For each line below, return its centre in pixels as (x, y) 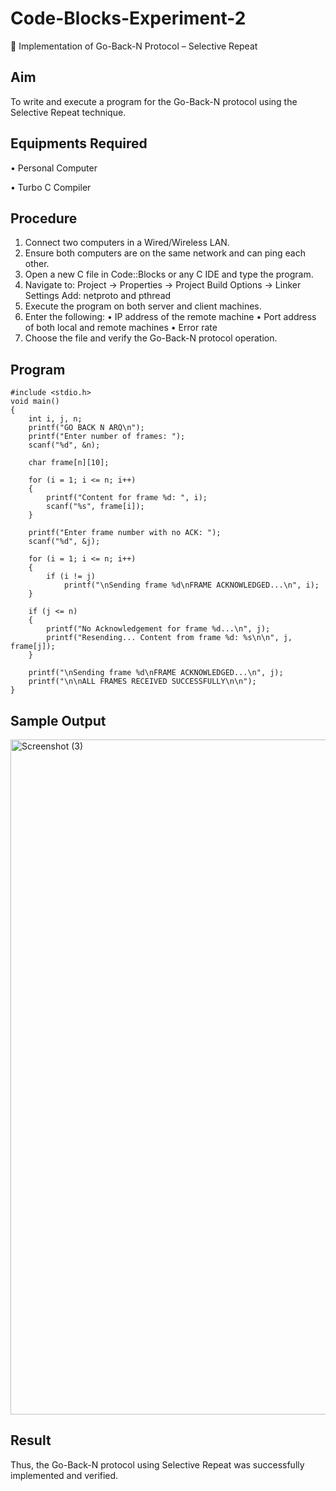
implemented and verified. (64, 1475)
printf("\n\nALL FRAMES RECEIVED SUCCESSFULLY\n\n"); (142, 682)
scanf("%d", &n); (64, 445)
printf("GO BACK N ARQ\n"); (86, 428)
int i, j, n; (55, 419)
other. (37, 264)
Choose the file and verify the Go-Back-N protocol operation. (151, 338)
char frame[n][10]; (69, 463)
